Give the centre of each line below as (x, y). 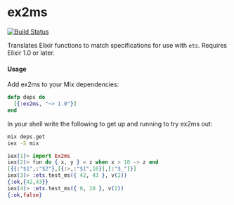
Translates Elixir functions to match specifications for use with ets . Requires (117, 45)
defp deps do (26, 98)
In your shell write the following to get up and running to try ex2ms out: (110, 124)
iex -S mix (23, 143)
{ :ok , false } (25, 195)
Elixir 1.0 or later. (31, 53)
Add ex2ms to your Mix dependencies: (63, 84)
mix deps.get (26, 137)
